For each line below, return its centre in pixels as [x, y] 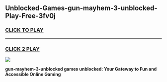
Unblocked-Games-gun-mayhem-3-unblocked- [81, 8]
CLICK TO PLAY [24, 30]
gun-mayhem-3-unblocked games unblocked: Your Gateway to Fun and [81, 69]
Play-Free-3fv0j [30, 16]
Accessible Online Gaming [33, 74]
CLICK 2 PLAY [22, 49]
